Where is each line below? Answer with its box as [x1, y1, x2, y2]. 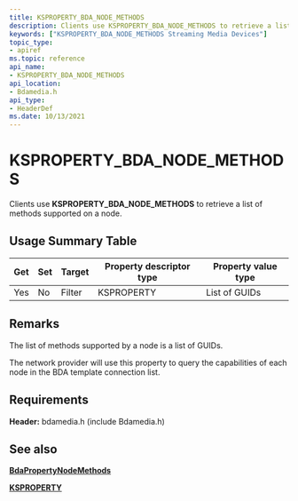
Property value [212, 259, 278, 272]
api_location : [9, 79, 62, 88]
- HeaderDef [9, 104, 53, 113]
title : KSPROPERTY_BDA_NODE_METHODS [9, 12, 145, 22]
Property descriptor [105, 259, 191, 272]
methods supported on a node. [9, 208, 122, 219]
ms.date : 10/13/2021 [9, 112, 86, 121]
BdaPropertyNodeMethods [9, 465, 112, 476]
